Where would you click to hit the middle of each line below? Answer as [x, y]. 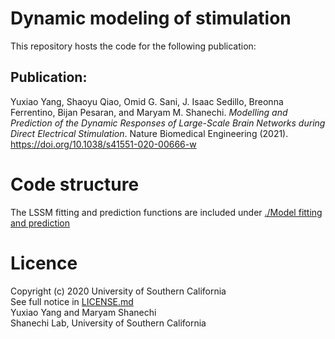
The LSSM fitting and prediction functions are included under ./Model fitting [166, 212]
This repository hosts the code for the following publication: [133, 46]
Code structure [75, 184]
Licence [44, 263]
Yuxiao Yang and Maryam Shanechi [83, 312]
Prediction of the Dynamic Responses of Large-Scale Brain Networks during [168, 123]
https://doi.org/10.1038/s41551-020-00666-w [103, 144]
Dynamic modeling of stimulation [151, 18]
